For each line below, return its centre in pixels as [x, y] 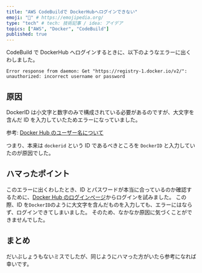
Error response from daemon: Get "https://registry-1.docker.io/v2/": [97, 71]
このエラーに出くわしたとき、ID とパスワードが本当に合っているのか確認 [96, 189]
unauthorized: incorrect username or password [66, 77]
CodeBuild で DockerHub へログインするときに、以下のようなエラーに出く [99, 53]
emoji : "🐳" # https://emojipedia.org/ [55, 18]
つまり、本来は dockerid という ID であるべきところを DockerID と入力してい [101, 145]
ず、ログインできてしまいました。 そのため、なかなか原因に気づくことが [96, 212]
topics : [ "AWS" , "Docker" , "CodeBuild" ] [58, 29]
